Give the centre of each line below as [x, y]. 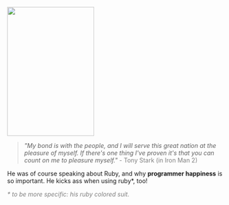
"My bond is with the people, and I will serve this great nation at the [120, 145]
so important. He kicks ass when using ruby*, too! [77, 181]
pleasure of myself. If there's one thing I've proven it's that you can [119, 153]
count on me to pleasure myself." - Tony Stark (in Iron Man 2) [111, 160]
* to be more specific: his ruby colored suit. [68, 194]
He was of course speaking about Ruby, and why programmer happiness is [115, 173]
